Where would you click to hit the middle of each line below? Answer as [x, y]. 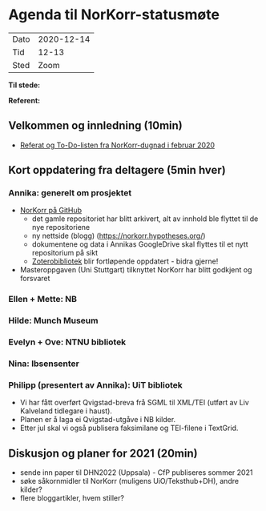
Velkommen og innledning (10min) [95, 126]
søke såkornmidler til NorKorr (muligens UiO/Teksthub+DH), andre [129, 481]
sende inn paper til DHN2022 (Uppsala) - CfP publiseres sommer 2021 [136, 473]
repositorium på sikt [65, 253]
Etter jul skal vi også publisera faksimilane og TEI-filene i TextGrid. [129, 428]
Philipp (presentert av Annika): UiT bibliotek [95, 385]
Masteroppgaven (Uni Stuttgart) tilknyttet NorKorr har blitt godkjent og [136, 270]
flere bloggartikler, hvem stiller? [72, 498]
